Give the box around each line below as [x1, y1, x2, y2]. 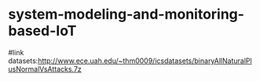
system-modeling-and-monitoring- [8, 5, 245, 23]
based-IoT [8, 22, 77, 40]
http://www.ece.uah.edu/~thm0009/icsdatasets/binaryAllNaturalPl [38, 56, 253, 65]
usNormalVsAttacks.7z [8, 64, 82, 73]
